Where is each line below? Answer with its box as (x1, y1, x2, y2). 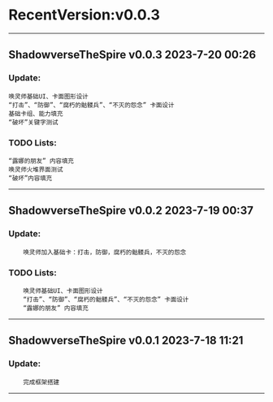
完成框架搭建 (23, 378, 59, 387)
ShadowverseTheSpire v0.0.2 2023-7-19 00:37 (8, 204, 253, 218)
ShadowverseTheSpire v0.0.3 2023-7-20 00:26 (8, 48, 257, 62)
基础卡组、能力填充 (8, 110, 63, 118)
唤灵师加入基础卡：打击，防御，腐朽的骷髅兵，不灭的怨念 (23, 248, 187, 257)
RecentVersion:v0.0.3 (8, 6, 161, 24)
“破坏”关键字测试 (8, 118, 58, 127)
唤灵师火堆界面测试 (8, 165, 63, 174)
